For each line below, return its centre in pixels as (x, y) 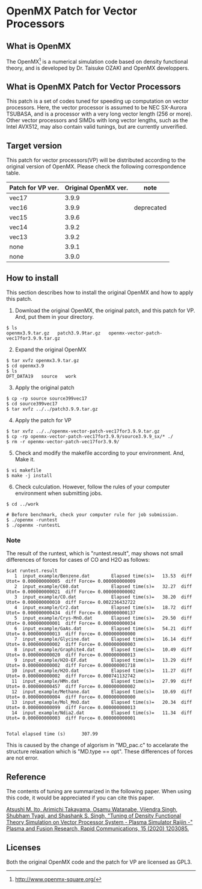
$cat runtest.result (32, 571)
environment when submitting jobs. (59, 493)
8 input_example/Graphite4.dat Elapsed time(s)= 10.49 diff (103, 650)
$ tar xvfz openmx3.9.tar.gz (43, 361)
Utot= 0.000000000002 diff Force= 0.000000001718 (71, 666)
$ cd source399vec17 (32, 404)
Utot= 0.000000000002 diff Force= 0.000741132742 (71, 676)
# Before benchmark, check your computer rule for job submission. (93, 515)
